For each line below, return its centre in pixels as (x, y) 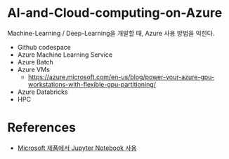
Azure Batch (35, 62)
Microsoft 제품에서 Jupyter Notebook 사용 (77, 148)
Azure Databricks (42, 92)
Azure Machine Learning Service (65, 55)
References (41, 128)
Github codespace (44, 47)
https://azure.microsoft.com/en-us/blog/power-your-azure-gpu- (121, 77)
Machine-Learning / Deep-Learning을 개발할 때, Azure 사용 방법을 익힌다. (111, 33)
